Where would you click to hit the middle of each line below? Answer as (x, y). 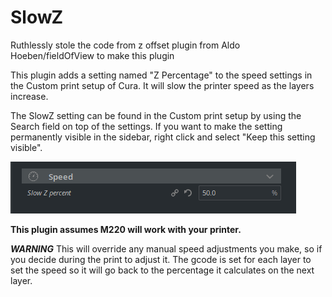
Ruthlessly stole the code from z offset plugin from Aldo (125, 45)
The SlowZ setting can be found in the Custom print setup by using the (156, 115)
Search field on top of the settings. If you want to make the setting (146, 126)
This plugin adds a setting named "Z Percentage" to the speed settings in (161, 75)
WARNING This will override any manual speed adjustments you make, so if (166, 248)
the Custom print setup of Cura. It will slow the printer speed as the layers (162, 85)
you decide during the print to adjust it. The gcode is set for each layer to (161, 259)
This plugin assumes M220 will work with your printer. (126, 229)
